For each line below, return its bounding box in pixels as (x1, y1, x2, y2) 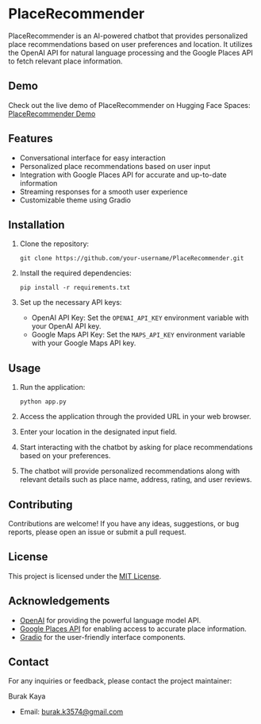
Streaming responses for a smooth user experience (19, 187, 188, 196)
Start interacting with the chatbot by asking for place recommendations (19, 442, 253, 452)
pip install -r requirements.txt (19, 283, 131, 292)
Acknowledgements (8, 595, 110, 608)
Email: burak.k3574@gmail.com (19, 707, 124, 717)
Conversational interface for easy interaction (19, 152, 167, 163)
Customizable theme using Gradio (19, 195, 132, 205)
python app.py (19, 398, 67, 406)
